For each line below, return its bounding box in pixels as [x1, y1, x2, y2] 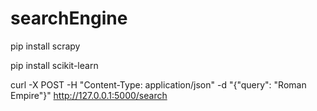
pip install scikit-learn [10, 59, 99, 71]
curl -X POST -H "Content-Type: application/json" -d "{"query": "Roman [10, 78, 307, 91]
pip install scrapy [10, 40, 81, 52]
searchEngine [10, 7, 128, 30]
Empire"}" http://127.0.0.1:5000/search [10, 89, 168, 101]
